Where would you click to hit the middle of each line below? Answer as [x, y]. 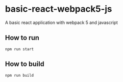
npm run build [20, 75]
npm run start [20, 49]
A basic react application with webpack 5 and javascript [61, 22]
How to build [25, 64]
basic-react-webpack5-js [59, 9]
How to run [22, 38]
